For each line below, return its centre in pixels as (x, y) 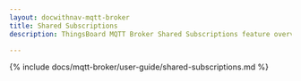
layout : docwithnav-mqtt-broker (69, 17)
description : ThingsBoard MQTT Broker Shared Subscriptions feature (140, 34)
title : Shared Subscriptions (64, 26)
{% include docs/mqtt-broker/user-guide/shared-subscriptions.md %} (139, 67)
